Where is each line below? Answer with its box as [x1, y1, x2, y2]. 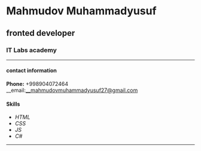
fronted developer [6, 28, 75, 38]
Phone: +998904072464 [6, 81, 69, 88]
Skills [6, 100, 20, 107]
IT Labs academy [6, 46, 57, 54]
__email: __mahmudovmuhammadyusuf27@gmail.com [6, 87, 138, 94]
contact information [6, 67, 57, 74]
